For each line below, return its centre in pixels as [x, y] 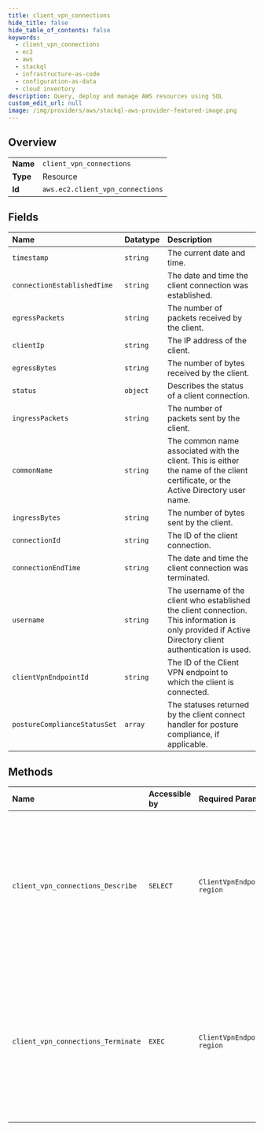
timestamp [30, 258]
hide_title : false [38, 23]
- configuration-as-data [56, 81]
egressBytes [35, 368]
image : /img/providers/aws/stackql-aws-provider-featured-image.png [123, 111]
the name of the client [208, 470]
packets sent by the [204, 418]
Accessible [170, 794]
